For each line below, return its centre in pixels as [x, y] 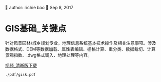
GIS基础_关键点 [36, 29]
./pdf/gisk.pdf [20, 74]
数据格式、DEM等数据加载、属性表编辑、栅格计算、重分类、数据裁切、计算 [80, 49]
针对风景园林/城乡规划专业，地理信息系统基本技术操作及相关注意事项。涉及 [81, 43]
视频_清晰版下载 [21, 65]
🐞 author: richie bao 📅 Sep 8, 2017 [39, 8]
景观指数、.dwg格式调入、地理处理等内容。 [49, 55]
